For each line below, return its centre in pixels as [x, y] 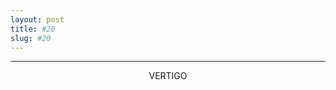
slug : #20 [31, 38]
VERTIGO [168, 76]
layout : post [37, 19]
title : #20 [33, 29]
